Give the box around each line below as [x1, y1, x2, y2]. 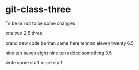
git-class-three [5, 4, 71, 15]
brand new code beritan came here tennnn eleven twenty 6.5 [5, 40, 134, 46]
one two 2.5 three [5, 30, 42, 36]
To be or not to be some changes [5, 20, 75, 26]
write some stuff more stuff [5, 59, 63, 65]
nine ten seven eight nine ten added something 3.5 [5, 50, 112, 56]
